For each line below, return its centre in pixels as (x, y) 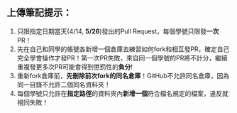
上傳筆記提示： (39, 13)
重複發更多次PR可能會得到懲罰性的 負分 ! (75, 67)
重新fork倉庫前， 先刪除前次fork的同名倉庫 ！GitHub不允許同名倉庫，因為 (123, 75)
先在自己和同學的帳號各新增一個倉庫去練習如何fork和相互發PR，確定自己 (123, 49)
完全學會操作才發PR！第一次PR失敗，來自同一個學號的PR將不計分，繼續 (122, 58)
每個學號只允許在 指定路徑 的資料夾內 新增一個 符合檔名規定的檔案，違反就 (122, 93)
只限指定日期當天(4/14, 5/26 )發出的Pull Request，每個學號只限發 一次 (118, 31)
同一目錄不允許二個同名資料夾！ (64, 85)
